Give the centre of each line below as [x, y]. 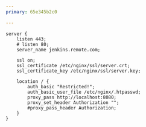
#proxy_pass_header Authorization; [72, 108]
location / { [33, 81]
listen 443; [31, 39]
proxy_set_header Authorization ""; [73, 103]
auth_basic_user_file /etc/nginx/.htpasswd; [84, 92]
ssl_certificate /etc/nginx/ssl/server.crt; [73, 65]
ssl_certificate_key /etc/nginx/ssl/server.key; [79, 71]
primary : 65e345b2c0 [32, 12]
